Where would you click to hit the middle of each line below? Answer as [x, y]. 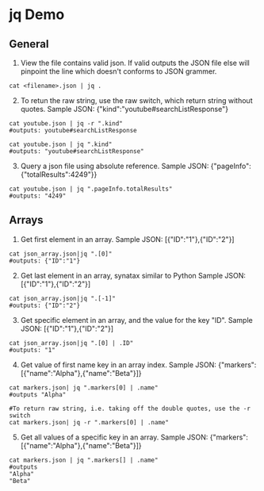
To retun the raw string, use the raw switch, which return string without [136, 100]
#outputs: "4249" [38, 196]
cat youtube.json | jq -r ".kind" [66, 124]
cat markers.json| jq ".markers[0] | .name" [84, 387]
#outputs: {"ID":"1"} [45, 261]
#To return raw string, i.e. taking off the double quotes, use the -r [130, 409]
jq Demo [37, 15]
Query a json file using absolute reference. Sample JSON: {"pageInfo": [136, 166]
